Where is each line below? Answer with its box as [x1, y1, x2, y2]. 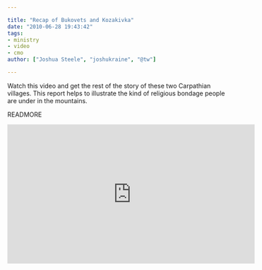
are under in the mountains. [7, 96, 88, 105]
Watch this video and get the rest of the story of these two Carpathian [7, 81, 211, 90]
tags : [7, 30, 23, 37]
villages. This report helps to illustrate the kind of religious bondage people [7, 89, 225, 98]
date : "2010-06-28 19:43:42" [7, 23, 93, 30]
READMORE [7, 110, 42, 119]
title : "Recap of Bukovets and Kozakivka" [7, 16, 134, 23]
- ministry [7, 36, 40, 43]
